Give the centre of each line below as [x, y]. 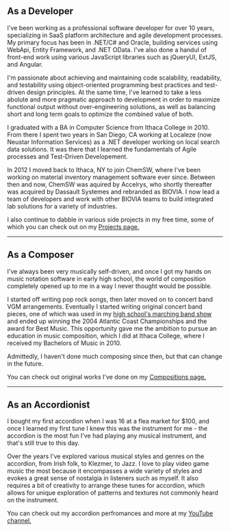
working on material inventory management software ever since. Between [111, 177]
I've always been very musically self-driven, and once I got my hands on [109, 271]
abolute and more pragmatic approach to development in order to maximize [114, 99]
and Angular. [25, 64]
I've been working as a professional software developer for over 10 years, [111, 27]
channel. [20, 521]
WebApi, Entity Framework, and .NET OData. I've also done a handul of [107, 49]
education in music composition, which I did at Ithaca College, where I [106, 335]
